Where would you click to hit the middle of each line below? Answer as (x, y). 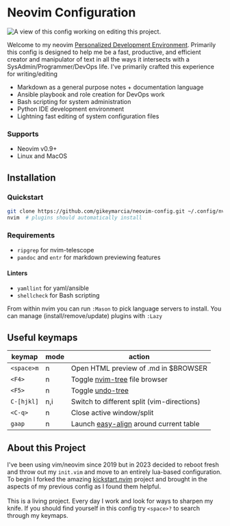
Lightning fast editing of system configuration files (88, 116)
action (139, 356)
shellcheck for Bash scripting (58, 295)
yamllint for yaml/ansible (53, 288)
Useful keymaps (42, 338)
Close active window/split (112, 412)
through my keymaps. (38, 515)
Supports (23, 133)
